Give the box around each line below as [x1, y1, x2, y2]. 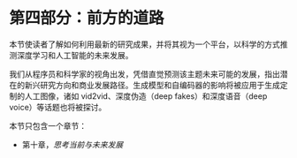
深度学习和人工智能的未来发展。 [16, 49, 133, 60]
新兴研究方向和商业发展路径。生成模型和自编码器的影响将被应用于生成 [24, 79, 280, 90]
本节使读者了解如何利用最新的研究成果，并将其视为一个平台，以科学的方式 [9, 39, 280, 49]
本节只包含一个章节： [9, 120, 87, 131]
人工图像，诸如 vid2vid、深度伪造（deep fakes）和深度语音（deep [24, 90, 268, 102]
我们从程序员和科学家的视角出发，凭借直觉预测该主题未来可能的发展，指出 [9, 68, 280, 79]
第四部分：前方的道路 [9, 8, 165, 28]
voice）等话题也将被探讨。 [9, 102, 107, 112]
